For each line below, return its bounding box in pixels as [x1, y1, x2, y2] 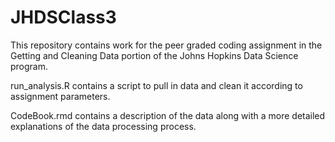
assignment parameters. [10, 90, 111, 102]
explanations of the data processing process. [10, 120, 197, 132]
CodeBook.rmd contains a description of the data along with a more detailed [10, 109, 326, 121]
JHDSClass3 [10, 6, 117, 29]
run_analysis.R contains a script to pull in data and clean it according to [10, 79, 303, 91]
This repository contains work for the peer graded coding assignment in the [10, 39, 323, 51]
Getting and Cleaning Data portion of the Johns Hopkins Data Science [10, 49, 299, 61]
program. [10, 60, 49, 72]
